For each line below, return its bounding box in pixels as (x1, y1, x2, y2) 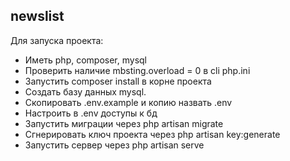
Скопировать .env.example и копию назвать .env (24, 96, 233, 108)
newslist (10, 8, 65, 25)
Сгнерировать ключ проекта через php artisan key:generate (24, 128, 281, 140)
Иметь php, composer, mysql (24, 54, 147, 66)
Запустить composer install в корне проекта (24, 75, 212, 87)
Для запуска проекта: (10, 34, 104, 46)
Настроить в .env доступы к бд (24, 107, 158, 119)
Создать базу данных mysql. (24, 85, 147, 98)
